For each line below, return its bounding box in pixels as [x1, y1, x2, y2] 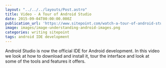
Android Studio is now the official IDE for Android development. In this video [5, 47, 160, 54]
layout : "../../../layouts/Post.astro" [5, 7, 87, 12]
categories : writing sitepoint [5, 30, 70, 35]
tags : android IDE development [5, 35, 70, 40]
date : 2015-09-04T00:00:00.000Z [5, 16, 72, 21]
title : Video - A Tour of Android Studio [5, 12, 92, 17]
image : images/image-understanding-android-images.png [5, 25, 121, 30]
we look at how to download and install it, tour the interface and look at [5, 53, 150, 59]
